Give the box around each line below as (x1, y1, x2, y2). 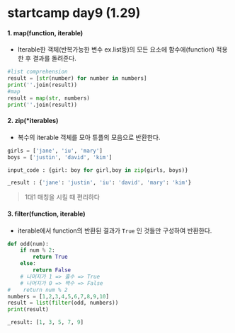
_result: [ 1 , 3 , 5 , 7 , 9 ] (7, 319, 84, 326)
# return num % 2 (7, 286, 69, 293)
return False (33, 267, 71, 274)
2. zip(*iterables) (7, 117, 59, 125)
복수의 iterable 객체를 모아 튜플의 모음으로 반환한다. (17, 133, 161, 141)
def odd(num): (7, 240, 50, 247)
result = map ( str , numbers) (7, 94, 91, 102)
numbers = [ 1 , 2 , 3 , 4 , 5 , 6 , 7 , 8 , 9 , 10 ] (7, 293, 110, 300)
